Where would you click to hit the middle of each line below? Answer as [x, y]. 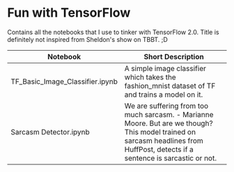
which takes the [150, 77]
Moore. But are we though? [169, 123]
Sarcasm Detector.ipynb [50, 132]
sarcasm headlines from [164, 141]
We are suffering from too [166, 106]
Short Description [174, 56]
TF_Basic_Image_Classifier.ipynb [64, 81]
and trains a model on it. [164, 94]
